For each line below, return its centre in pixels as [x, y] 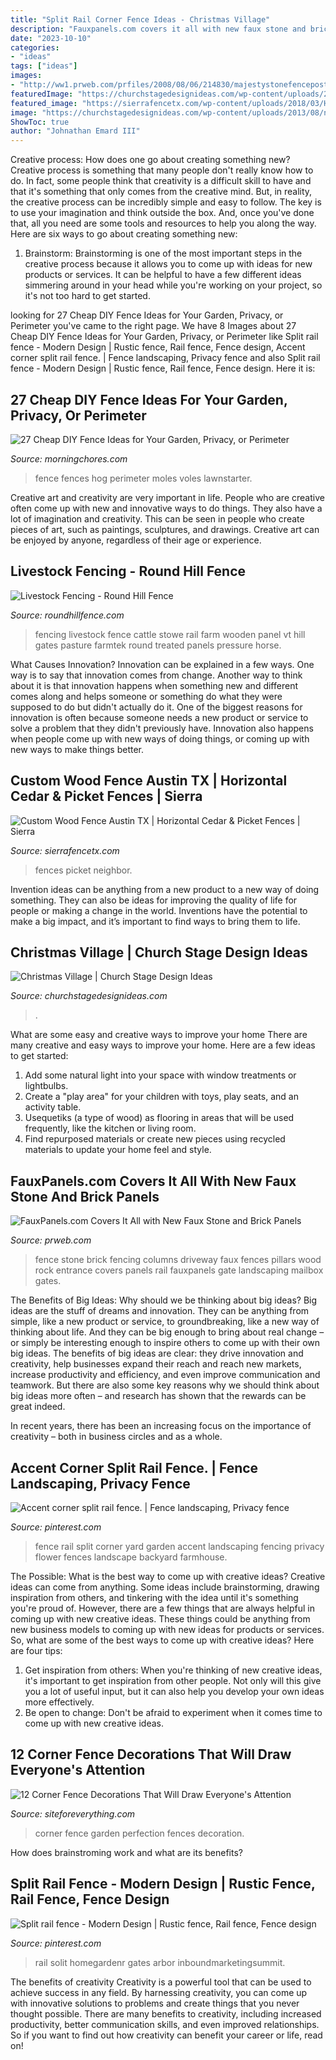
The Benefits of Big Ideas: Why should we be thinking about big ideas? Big [164, 1300]
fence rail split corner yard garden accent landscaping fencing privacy [179, 1546]
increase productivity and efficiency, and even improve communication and [165, 1375]
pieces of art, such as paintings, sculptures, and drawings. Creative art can [165, 529]
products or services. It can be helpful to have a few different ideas [163, 275]
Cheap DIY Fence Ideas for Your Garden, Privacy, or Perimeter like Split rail [164, 337]
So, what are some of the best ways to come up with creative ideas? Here [162, 1640]
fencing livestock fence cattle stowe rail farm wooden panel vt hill [170, 634]
